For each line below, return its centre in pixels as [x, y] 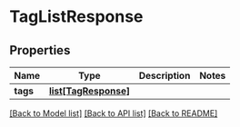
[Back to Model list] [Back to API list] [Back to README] [114, 113]
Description [165, 76]
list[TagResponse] [89, 91]
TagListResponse [76, 17]
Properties [40, 50]
